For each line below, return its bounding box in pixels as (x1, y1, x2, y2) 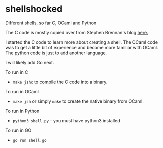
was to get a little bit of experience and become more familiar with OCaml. (5, 44, 158, 50)
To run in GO (5, 127, 32, 133)
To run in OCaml (5, 88, 39, 94)
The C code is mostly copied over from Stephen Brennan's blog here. (5, 29, 149, 35)
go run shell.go (12, 138, 47, 143)
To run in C (5, 69, 28, 75)
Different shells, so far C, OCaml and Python (5, 20, 97, 26)
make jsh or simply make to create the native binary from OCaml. (12, 98, 144, 104)
